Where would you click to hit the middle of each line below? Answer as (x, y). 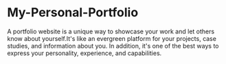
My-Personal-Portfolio (73, 13)
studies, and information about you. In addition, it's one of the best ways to (113, 46)
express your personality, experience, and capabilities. (84, 53)
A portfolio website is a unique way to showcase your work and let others (111, 31)
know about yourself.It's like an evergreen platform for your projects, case (112, 38)
